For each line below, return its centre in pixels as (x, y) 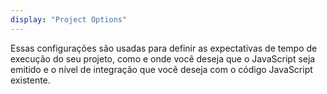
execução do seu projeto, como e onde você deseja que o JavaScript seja (163, 58)
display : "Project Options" (69, 19)
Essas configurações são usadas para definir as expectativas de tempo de (164, 48)
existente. (30, 80)
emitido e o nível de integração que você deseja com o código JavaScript (161, 69)
